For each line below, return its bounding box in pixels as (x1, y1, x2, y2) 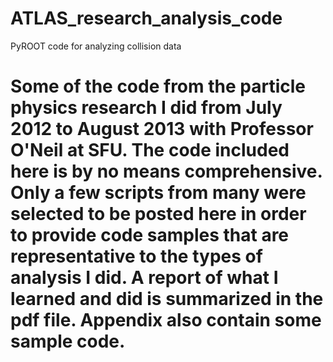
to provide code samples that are (10, 224, 290, 247)
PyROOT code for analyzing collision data (10, 40, 182, 52)
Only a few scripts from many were (10, 182, 307, 204)
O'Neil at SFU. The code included (10, 139, 290, 162)
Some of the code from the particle (10, 75, 306, 98)
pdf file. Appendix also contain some (10, 309, 322, 332)
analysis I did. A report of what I (10, 267, 279, 289)
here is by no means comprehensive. (10, 160, 323, 183)
